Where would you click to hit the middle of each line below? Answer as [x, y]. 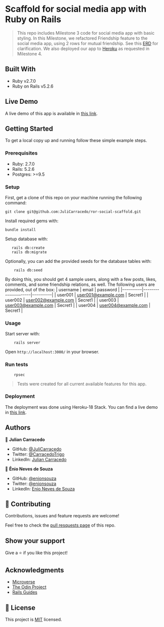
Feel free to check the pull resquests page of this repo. [60, 525]
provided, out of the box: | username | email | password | [62, 289]
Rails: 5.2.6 [23, 169]
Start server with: [23, 334]
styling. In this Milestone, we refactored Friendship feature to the [82, 38]
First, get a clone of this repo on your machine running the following [73, 197]
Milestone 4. [30, 54]
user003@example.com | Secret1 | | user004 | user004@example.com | [78, 305]
